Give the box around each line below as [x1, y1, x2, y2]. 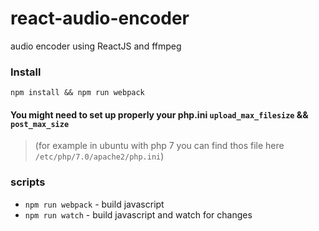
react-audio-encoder [10, 7, 190, 30]
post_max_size [10, 119, 70, 129]
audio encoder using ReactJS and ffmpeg [10, 40, 182, 52]
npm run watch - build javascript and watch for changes [24, 208, 253, 221]
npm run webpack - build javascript [24, 198, 165, 210]
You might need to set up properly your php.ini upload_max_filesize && [10, 108, 309, 121]
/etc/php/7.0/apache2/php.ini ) [34, 150, 165, 162]
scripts [10, 175, 46, 189]
